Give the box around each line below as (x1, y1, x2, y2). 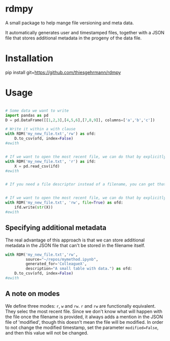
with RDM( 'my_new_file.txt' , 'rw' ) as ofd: (5, 131, 96, 136)
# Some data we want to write (5, 108, 69, 113)
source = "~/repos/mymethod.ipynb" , (25, 257, 99, 262)
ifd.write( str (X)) (14, 205, 53, 210)
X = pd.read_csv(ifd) (14, 164, 60, 169)
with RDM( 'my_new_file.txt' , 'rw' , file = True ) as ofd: (5, 200, 123, 205)
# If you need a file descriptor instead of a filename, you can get (5, 182, 155, 187)
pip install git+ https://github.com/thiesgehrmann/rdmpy (5, 69, 121, 75)
